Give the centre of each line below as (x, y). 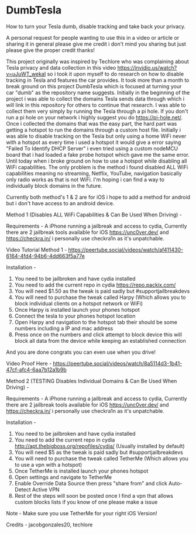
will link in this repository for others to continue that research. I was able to (96, 105)
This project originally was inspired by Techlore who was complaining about (97, 61)
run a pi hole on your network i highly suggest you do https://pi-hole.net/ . (94, 117)
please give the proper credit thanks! (50, 50)
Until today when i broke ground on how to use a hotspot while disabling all (97, 161)
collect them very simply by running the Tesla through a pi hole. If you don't (97, 111)
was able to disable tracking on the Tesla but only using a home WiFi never (96, 136)
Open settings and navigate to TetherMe (63, 477)
